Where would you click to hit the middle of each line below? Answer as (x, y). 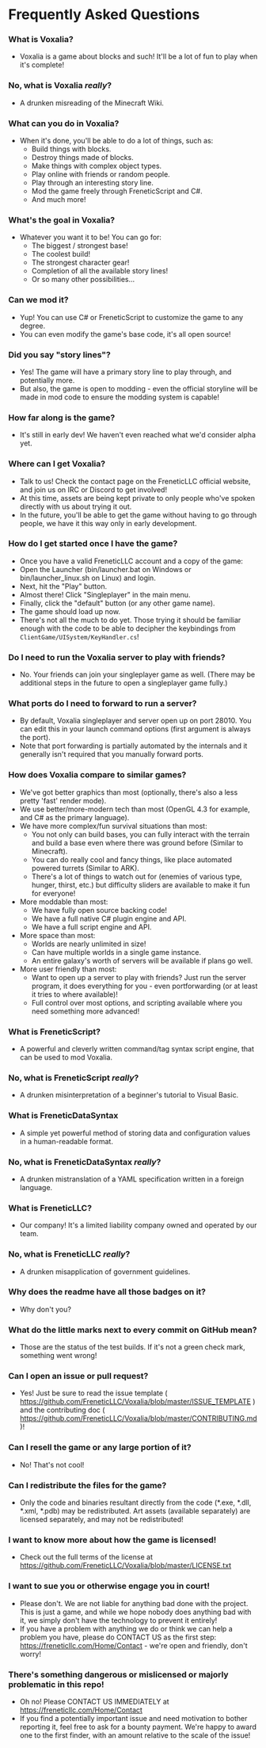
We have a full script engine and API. (91, 927)
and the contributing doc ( (62, 1410)
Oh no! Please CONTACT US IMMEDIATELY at (94, 1701)
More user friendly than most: (68, 969)
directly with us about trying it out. (76, 506)
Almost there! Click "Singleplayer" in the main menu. (105, 594)
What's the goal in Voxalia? (62, 220)
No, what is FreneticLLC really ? (69, 1254)
